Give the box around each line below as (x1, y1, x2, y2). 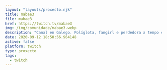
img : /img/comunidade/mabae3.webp (5, 26, 77, 31)
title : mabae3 (5, 12, 35, 17)
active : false (5, 39, 35, 44)
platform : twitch (5, 44, 41, 49)
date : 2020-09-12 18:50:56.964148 (5, 35, 77, 40)
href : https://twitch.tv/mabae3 (5, 21, 72, 26)
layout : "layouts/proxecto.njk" (5, 7, 72, 12)
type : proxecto (5, 48, 37, 53)
